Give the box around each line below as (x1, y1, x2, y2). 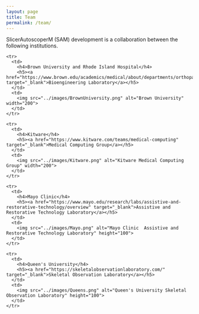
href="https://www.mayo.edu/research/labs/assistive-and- (35, 199, 182, 205)
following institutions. (6, 42, 58, 49)
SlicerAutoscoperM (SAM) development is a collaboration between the (6, 36, 178, 43)
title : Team (6, 14, 36, 20)
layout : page (6, 8, 38, 15)
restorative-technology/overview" (6, 204, 92, 211)
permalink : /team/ (6, 20, 52, 26)
